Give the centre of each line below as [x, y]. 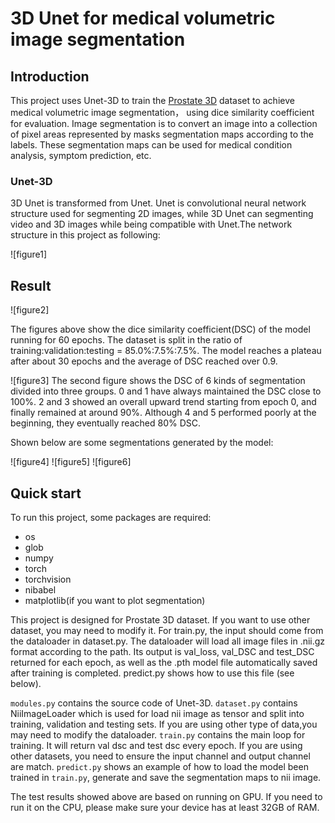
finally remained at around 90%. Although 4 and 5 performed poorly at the [163, 413]
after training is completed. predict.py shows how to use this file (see [152, 673]
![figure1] [29, 254]
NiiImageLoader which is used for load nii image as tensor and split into [157, 713]
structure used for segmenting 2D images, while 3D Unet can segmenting [162, 214]
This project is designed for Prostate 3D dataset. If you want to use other [160, 619]
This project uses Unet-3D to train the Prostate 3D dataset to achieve [152, 100]
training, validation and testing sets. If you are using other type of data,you [164, 724]
